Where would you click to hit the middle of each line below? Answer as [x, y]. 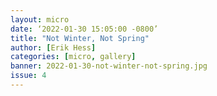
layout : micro [40, 19]
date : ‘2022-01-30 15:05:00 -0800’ [84, 29]
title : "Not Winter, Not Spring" [80, 38]
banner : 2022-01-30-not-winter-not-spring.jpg [109, 66]
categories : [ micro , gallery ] [73, 57]
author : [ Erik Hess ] [53, 47]
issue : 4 [28, 76]
